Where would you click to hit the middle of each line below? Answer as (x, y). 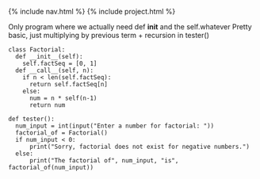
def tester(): (32, 119)
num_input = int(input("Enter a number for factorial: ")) (115, 126)
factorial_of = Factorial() (62, 133)
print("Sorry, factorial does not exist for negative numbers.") (139, 147)
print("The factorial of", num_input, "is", (104, 161)
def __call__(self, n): (54, 70)
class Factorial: (37, 50)
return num (47, 105)
